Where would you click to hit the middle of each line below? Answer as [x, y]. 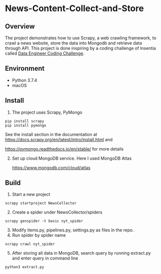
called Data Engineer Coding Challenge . [45, 53]
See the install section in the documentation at [51, 134]
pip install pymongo [26, 125]
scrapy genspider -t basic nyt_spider [44, 221]
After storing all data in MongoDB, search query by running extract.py [81, 253]
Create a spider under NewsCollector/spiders [57, 212]
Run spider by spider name [39, 235]
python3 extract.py [25, 267]
